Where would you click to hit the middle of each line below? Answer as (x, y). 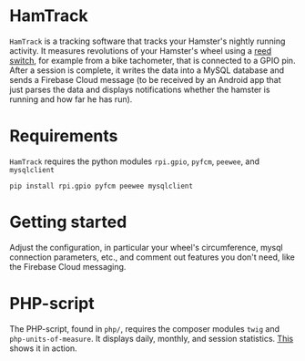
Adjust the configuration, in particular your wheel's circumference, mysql (147, 247)
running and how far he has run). (71, 99)
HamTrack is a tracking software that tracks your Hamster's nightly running (147, 41)
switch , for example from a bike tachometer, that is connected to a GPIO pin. (152, 60)
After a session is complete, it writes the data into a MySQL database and (147, 70)
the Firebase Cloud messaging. (68, 266)
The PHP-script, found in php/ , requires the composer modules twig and (145, 328)
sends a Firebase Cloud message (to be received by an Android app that (145, 79)
